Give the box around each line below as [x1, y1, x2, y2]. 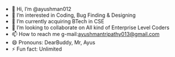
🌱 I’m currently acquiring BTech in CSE [11, 18, 104, 24]
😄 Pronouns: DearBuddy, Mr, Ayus [11, 39, 96, 46]
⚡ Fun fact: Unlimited [11, 45, 62, 52]
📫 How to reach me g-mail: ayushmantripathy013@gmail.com [11, 31, 160, 37]
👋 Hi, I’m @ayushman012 [11, 6, 72, 12]
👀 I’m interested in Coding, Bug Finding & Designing [11, 12, 136, 19]
